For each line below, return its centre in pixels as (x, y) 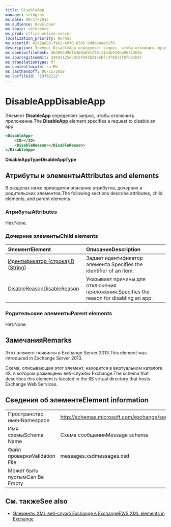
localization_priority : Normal (38, 39)
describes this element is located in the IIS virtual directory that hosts (78, 379)
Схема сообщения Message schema (104, 435)
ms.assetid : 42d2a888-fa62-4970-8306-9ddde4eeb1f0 (60, 43)
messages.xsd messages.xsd (95, 456)
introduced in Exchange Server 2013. (44, 358)
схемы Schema (26, 435)
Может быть (23, 470)
